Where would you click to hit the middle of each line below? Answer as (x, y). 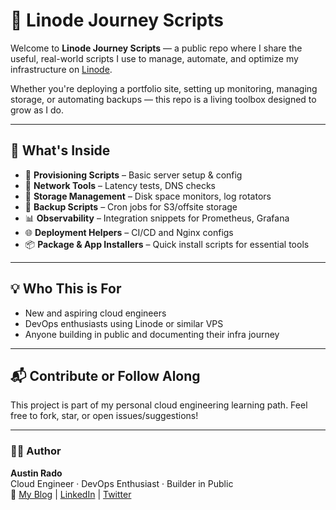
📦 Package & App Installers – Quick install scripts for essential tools (167, 244)
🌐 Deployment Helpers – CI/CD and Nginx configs (129, 232)
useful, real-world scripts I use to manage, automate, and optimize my (154, 58)
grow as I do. (37, 110)
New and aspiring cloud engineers (95, 313)
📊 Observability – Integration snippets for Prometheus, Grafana (157, 218)
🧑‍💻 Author (36, 451)
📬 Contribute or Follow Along (105, 375)
